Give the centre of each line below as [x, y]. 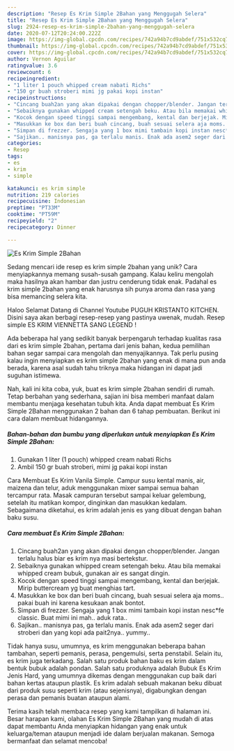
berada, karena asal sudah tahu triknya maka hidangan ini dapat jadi [105, 367]
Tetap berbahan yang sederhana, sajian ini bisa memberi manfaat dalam [111, 396]
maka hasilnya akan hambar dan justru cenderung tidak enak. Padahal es [112, 281]
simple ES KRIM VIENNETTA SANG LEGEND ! [72, 324]
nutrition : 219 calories [43, 195]
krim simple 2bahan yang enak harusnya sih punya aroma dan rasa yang [111, 289]
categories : [24, 144]
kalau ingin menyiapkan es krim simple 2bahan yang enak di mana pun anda [117, 361]
